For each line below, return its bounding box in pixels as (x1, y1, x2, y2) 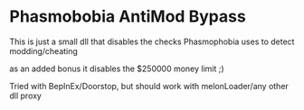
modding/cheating (9, 45, 79, 56)
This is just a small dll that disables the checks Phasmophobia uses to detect (9, 36, 295, 47)
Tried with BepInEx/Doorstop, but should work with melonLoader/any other (9, 80, 290, 91)
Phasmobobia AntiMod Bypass (9, 6, 246, 27)
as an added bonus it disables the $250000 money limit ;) (9, 63, 224, 74)
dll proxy (9, 90, 43, 101)
